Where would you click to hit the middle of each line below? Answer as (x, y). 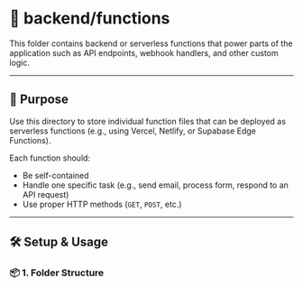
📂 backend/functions (90, 19)
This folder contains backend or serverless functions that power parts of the (151, 43)
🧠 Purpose (39, 100)
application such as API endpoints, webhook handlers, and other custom (144, 52)
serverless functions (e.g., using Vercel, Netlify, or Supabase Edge (133, 131)
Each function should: (50, 158)
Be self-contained (55, 175)
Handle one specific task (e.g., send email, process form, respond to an (155, 185)
